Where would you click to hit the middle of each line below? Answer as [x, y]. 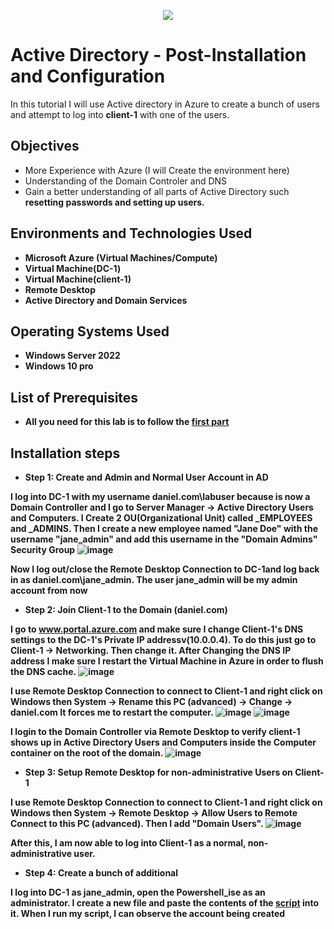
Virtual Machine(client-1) [78, 279]
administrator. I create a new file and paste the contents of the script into [165, 903]
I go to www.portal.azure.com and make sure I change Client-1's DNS [157, 629]
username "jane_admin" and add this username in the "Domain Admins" [164, 539]
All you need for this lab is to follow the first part [127, 422]
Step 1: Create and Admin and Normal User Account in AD [146, 477]
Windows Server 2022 [72, 356]
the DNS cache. [43, 671]
